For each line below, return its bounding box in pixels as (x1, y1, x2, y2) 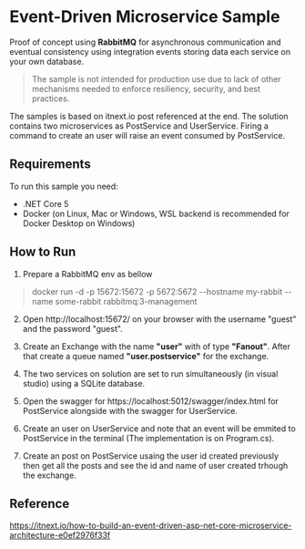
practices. (31, 93, 70, 104)
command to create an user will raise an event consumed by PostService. (9, 129, 285, 140)
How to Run (9, 244, 76, 260)
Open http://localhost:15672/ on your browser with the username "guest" (22, 313, 297, 325)
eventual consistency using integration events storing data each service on (9, 46, 291, 57)
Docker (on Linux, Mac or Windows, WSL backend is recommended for (22, 208, 290, 219)
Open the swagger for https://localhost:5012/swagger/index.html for (22, 395, 280, 407)
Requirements (9, 157, 91, 172)
